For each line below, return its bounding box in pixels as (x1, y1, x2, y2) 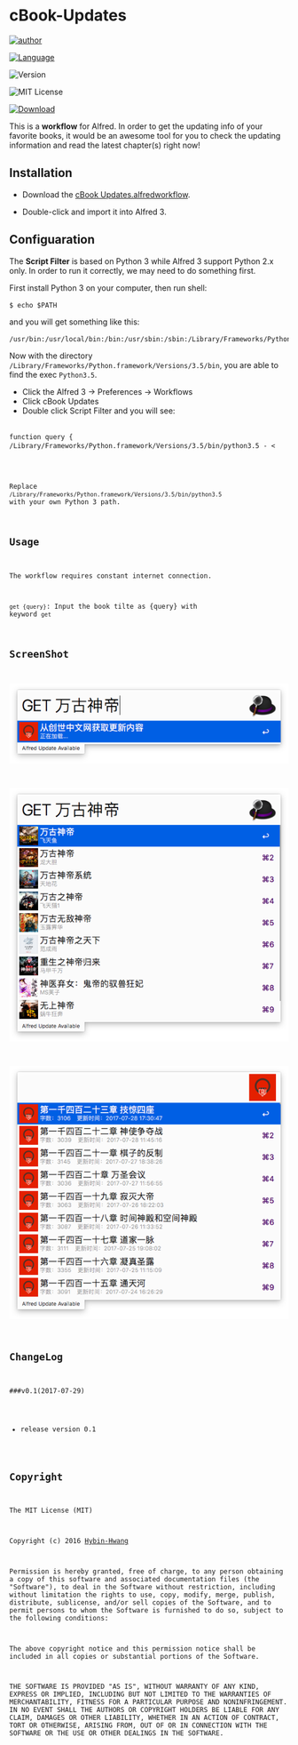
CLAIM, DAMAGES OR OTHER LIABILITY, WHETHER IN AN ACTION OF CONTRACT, (9, 1713, 279, 1723)
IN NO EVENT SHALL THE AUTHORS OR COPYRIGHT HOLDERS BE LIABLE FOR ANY (9, 1706, 279, 1715)
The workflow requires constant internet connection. (9, 572, 213, 580)
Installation (9, 165, 73, 180)
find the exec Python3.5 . (9, 369, 98, 380)
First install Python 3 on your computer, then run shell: (9, 282, 208, 293)
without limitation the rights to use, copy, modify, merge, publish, (9, 1590, 276, 1599)
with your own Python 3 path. (9, 498, 122, 507)
